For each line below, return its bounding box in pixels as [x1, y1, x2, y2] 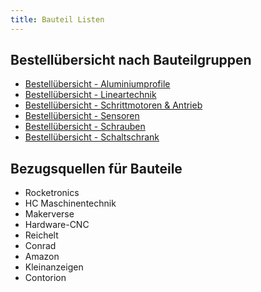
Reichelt [24, 229, 59, 241]
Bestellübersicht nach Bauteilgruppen [10, 52, 252, 69]
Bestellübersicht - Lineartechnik [24, 89, 157, 101]
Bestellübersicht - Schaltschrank [24, 131, 160, 143]
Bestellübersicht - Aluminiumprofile [24, 78, 171, 90]
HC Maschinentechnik [24, 197, 117, 210]
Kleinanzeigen [24, 261, 84, 273]
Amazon [24, 251, 60, 263]
